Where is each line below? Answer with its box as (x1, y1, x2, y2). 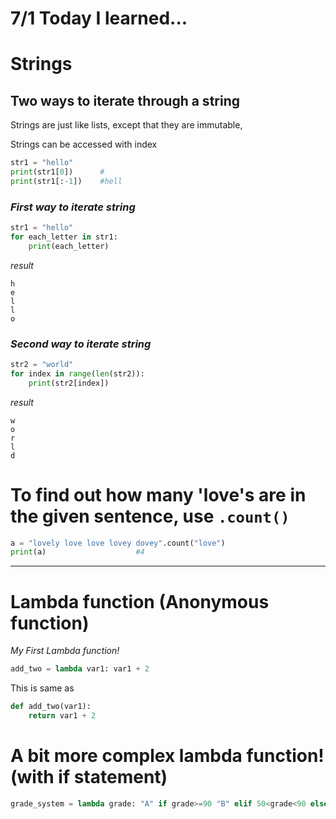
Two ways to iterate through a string (10, 92, 240, 109)
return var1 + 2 (28, 711, 97, 721)
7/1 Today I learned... (10, 7, 188, 30)
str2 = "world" (10, 360, 74, 370)
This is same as (10, 682, 75, 694)
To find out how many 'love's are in (10, 483, 307, 506)
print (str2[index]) (28, 378, 110, 388)
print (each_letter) (28, 241, 110, 251)
